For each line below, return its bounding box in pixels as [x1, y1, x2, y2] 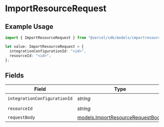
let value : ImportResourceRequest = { [5, 44, 84, 49]
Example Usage [5, 22, 54, 31]
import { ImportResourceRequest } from [5, 35, 86, 40]
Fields [5, 71, 24, 80]
